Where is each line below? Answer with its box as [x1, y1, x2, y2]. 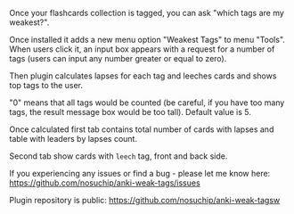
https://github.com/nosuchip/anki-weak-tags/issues [9, 177, 200, 188]
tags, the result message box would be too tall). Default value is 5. [9, 107, 251, 117]
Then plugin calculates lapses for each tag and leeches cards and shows [9, 70, 277, 81]
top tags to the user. [9, 80, 83, 90]
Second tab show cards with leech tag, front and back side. [9, 151, 228, 161]
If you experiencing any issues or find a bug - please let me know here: [9, 169, 271, 178]
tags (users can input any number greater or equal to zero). [9, 53, 227, 63]
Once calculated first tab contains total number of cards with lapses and [9, 124, 274, 135]
